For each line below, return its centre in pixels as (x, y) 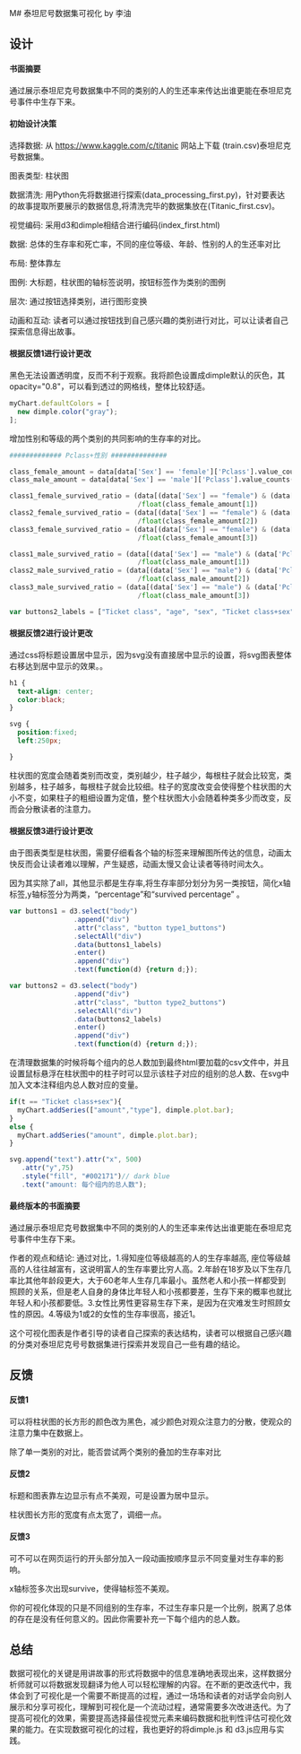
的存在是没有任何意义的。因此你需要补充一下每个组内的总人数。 (127, 1619)
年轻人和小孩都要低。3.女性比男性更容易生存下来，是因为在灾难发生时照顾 (146, 1302)
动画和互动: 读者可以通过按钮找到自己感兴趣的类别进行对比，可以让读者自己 (149, 320)
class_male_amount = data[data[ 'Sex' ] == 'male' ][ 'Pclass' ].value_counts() (154, 480)
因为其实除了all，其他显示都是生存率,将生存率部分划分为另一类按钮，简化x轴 (150, 883)
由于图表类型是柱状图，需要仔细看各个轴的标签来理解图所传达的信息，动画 (146, 853)
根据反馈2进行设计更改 (51, 633)
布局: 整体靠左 (35, 263)
